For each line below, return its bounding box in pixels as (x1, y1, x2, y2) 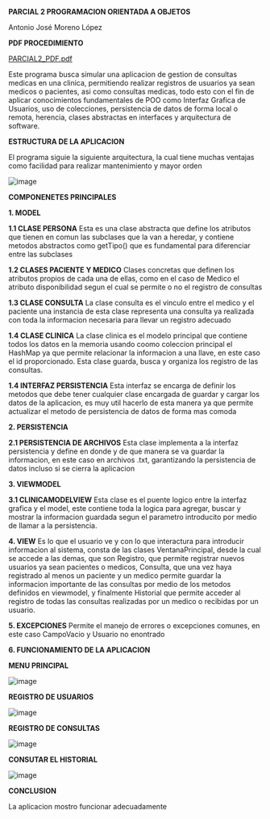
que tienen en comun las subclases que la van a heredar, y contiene (8, 232, 235, 242)
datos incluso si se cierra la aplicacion (8, 464, 135, 473)
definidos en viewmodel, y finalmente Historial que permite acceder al (8, 588, 241, 597)
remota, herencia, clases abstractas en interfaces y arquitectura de (8, 112, 231, 122)
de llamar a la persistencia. (8, 521, 98, 530)
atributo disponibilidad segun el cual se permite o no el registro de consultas (8, 282, 263, 292)
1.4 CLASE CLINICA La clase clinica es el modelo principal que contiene (8, 331, 248, 340)
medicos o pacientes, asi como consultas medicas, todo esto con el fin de (8, 87, 255, 96)
